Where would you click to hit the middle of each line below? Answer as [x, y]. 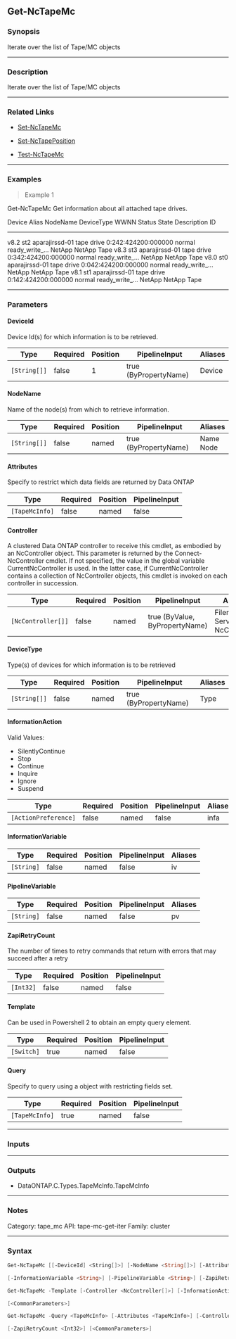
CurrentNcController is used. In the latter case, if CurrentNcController [108, 569]
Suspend [31, 788]
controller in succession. [43, 583]
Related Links [31, 112]
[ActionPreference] [43, 818]
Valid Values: [26, 737]
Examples [25, 179]
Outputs [22, 1170]
